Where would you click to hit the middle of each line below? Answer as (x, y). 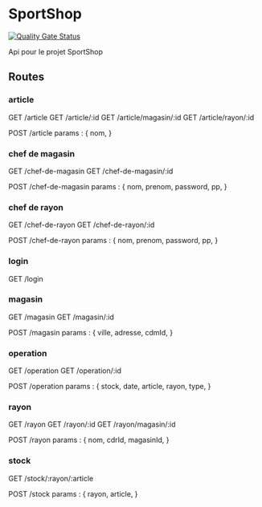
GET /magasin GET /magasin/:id (61, 317)
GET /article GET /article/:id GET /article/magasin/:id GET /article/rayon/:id (131, 117)
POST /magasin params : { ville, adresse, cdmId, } (91, 332)
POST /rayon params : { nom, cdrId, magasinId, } (89, 440)
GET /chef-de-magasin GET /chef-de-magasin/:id (91, 171)
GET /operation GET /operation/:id (65, 371)
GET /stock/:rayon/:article (51, 478)
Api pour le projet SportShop (55, 51)
